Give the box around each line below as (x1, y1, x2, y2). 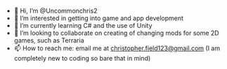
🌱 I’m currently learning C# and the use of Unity (13, 22, 153, 29)
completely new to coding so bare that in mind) (13, 54, 151, 62)
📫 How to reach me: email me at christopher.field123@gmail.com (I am (13, 44, 220, 52)
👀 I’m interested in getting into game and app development (13, 14, 184, 22)
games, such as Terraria (13, 36, 84, 45)
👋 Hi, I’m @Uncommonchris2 (13, 7, 98, 15)
